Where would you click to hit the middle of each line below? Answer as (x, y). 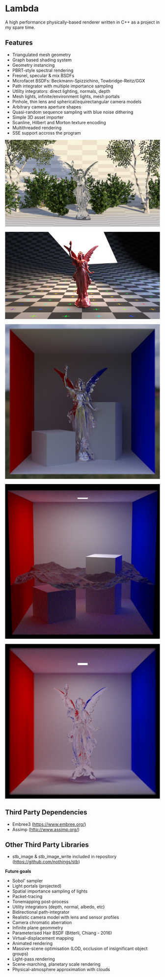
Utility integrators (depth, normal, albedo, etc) (58, 907)
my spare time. (20, 27)
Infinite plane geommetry (38, 928)
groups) (20, 954)
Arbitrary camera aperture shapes (47, 107)
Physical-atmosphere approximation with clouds (61, 970)
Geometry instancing (33, 65)
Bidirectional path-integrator (41, 912)
